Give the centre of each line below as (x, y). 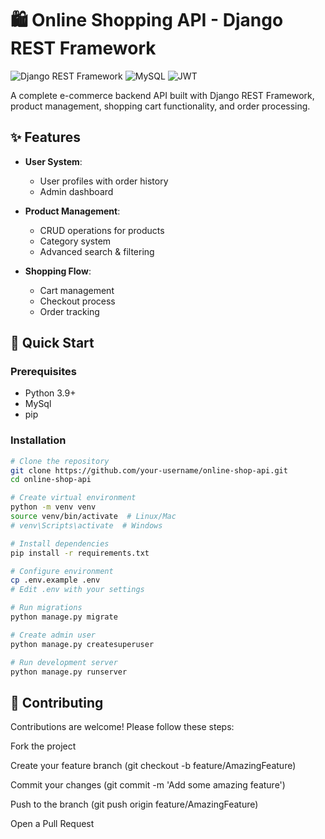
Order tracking (69, 311)
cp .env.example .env (55, 580)
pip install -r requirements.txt (80, 553)
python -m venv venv (53, 507)
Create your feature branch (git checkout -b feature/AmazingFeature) (153, 766)
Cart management (77, 290)
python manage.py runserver (69, 672)
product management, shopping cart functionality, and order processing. (160, 106)
